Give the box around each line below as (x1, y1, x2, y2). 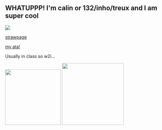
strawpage (5, 34, 27, 40)
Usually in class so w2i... (5, 53, 55, 59)
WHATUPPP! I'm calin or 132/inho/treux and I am (5, 4, 158, 12)
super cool (5, 12, 39, 20)
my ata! (5, 43, 21, 49)
